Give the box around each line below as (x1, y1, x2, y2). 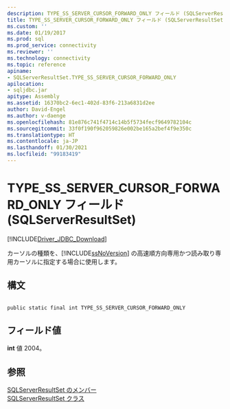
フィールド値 (7, 324, 62, 337)
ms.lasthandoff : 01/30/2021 (7, 144, 88, 151)
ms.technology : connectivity (7, 55, 91, 62)
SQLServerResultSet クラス (7, 395, 84, 403)
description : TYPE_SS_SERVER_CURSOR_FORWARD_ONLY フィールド (7, 10, 181, 17)
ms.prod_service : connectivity (7, 42, 97, 49)
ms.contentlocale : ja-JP (7, 138, 78, 145)
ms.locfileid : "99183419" (7, 151, 81, 158)
